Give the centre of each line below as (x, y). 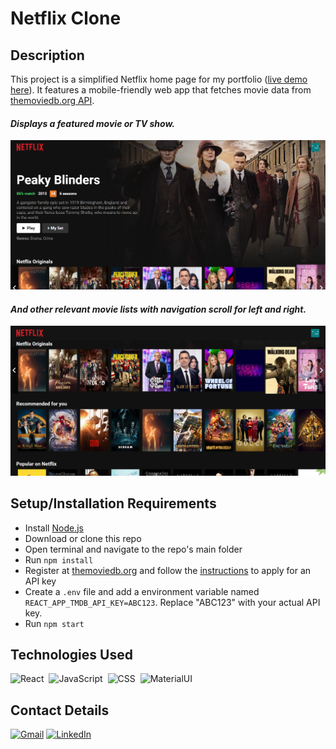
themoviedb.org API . (52, 100)
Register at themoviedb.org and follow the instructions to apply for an (168, 570)
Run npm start (54, 623)
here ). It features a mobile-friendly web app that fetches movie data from (161, 90)
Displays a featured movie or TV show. (92, 123)
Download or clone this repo (83, 538)
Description (47, 55)
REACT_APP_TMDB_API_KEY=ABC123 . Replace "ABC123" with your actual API (172, 602)
